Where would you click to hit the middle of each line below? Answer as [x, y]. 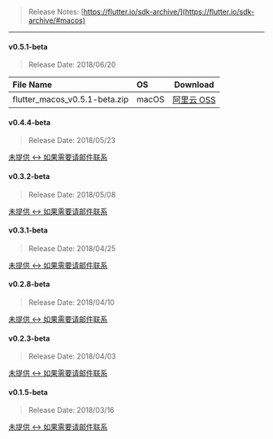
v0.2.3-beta [29, 338]
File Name [32, 85]
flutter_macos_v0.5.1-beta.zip [71, 99]
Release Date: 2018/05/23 [72, 141]
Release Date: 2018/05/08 [72, 194]
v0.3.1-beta [28, 230]
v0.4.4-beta [30, 122]
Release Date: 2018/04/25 [72, 248]
